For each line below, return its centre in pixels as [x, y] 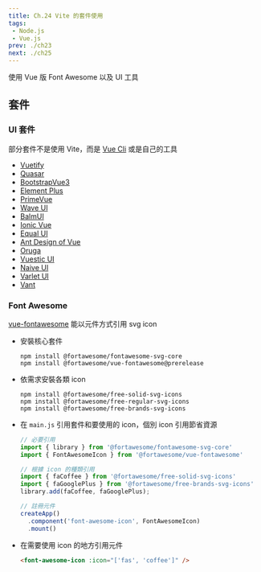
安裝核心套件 [41, 341]
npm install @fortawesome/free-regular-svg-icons [105, 401]
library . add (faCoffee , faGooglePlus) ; [85, 492]
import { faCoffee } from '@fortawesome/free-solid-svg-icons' [128, 477]
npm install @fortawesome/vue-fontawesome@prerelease [112, 363]
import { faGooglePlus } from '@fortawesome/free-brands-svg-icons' [137, 484]
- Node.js [28, 31]
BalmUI [32, 216]
